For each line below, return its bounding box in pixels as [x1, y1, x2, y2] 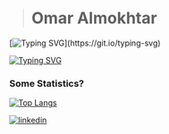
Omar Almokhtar [30, 8, 158, 29]
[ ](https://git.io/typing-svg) [9, 38, 161, 48]
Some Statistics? [9, 77, 85, 89]
